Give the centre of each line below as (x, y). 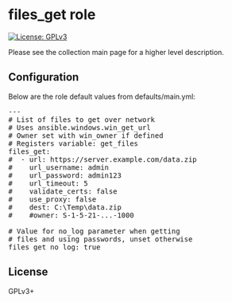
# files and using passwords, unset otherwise (101, 239)
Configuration (44, 77)
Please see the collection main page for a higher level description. (116, 52)
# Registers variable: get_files (73, 143)
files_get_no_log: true (54, 247)
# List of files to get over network (82, 120)
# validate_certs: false (63, 191)
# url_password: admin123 (65, 175)
